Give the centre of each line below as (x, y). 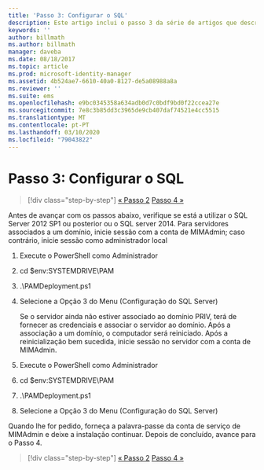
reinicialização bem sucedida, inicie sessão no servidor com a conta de (135, 342)
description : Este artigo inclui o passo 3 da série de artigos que (123, 23)
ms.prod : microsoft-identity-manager (70, 74)
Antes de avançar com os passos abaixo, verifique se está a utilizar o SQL (128, 215)
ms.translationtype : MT (47, 118)
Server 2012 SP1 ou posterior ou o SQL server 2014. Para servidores (119, 224)
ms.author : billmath (42, 45)
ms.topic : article (38, 67)
